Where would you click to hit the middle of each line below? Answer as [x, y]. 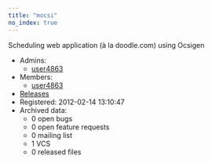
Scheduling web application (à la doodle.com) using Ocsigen [106, 45]
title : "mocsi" [33, 15]
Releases [34, 93]
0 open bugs [52, 118]
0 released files [56, 152]
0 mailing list [52, 135]
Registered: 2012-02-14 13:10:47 [72, 102]
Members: [36, 77]
